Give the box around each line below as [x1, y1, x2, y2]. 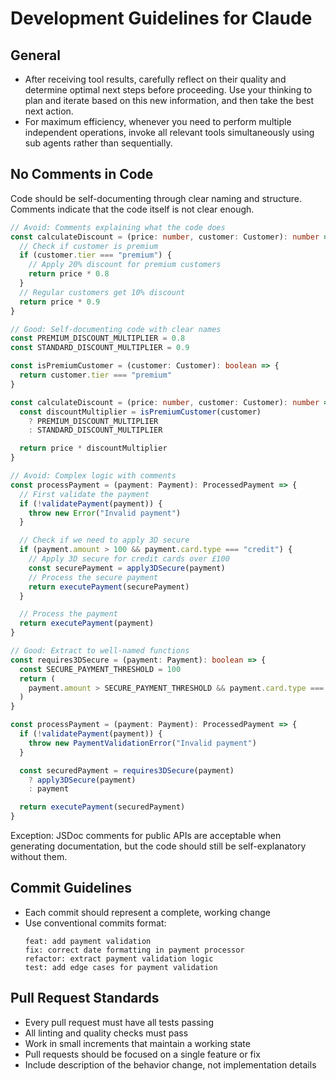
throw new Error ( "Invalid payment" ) [28, 508, 182, 518]
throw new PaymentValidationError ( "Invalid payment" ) [28, 738, 257, 748]
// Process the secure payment [28, 572, 159, 582]
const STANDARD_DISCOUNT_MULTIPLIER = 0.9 [10, 343, 190, 353]
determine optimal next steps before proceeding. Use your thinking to [24, 84, 313, 96]
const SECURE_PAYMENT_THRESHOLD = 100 [19, 664, 182, 674]
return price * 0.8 [28, 269, 110, 279]
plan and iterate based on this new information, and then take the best [24, 95, 315, 106]
